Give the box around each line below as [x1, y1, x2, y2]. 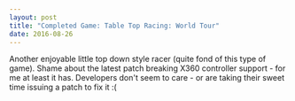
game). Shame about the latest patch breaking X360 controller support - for [9, 63, 286, 74]
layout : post [9, 12, 58, 22]
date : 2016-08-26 [9, 29, 74, 38]
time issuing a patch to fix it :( [9, 82, 117, 93]
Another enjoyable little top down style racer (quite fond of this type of [9, 54, 267, 65]
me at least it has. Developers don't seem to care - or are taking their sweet [9, 73, 285, 83]
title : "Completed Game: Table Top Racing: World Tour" [9, 21, 220, 30]
